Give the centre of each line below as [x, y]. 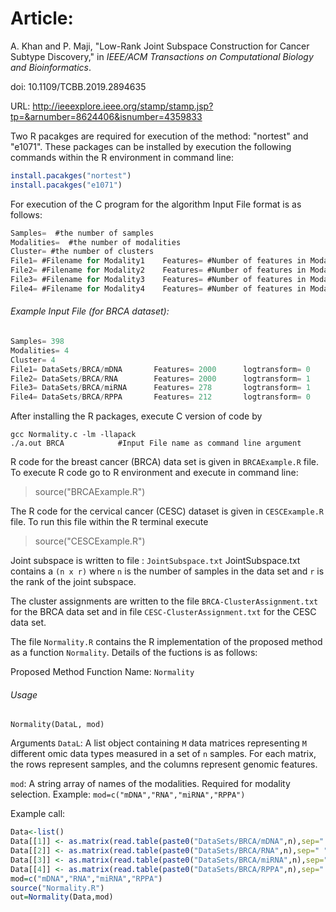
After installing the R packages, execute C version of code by [136, 416]
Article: [42, 18]
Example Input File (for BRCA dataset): [90, 311]
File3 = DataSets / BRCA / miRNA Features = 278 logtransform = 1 [160, 388]
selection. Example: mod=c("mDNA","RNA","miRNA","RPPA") [128, 794]
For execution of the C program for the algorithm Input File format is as [156, 204]
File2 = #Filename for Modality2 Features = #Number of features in [158, 270]
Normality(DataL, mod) [57, 725]
